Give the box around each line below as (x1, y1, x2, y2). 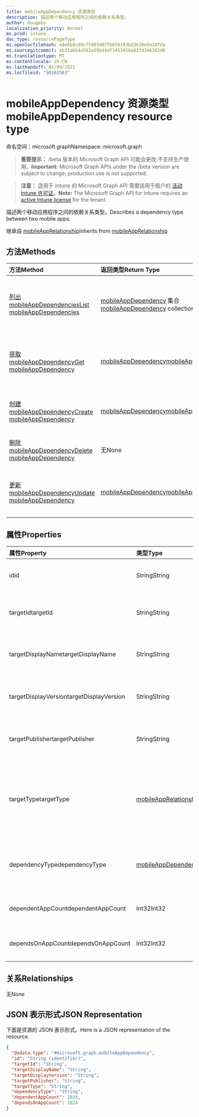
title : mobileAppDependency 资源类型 (6, 8, 96, 15)
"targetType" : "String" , (11, 1083, 73, 1089)
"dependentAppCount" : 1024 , (11, 1094, 81, 1100)
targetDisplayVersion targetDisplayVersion (9, 692, 126, 701)
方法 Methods (6, 246, 56, 256)
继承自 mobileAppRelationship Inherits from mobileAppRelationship (6, 227, 168, 235)
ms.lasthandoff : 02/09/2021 (6, 64, 76, 70)
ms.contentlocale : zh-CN (6, 58, 68, 64)
